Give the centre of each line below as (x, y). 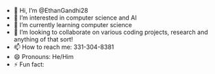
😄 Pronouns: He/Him (43, 57)
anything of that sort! (43, 39)
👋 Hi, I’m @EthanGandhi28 (51, 11)
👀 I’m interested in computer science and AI (75, 18)
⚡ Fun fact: (29, 64)
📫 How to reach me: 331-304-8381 (64, 47)
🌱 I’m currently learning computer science (73, 25)
